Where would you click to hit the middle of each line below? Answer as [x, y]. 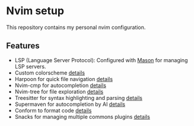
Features [23, 46]
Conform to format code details [53, 110]
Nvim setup [35, 11]
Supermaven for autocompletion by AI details [70, 104]
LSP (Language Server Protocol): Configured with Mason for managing [101, 60]
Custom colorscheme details [50, 73]
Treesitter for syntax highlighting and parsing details [78, 98]
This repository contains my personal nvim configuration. [76, 27]
